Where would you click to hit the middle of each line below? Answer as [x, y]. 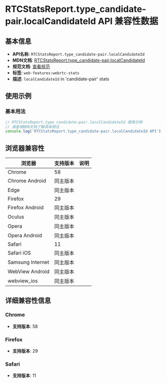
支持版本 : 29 [25, 351]
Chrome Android [27, 181]
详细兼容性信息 [28, 300]
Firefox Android [26, 207]
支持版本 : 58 [25, 326]
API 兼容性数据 [128, 21]
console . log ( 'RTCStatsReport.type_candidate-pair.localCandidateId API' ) [83, 131]
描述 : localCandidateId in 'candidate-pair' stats [61, 79]
